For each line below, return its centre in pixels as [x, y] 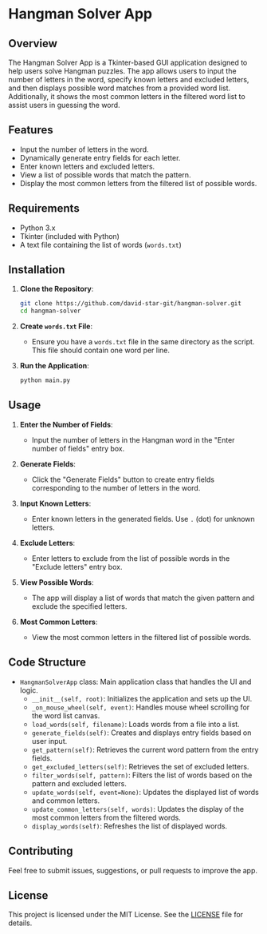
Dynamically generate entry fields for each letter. [100, 157]
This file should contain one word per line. [100, 350]
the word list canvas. [66, 715]
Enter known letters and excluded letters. [87, 166]
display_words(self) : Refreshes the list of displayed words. [130, 826]
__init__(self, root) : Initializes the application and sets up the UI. [142, 698]
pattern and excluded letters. [79, 783]
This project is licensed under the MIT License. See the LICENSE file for [126, 915]
